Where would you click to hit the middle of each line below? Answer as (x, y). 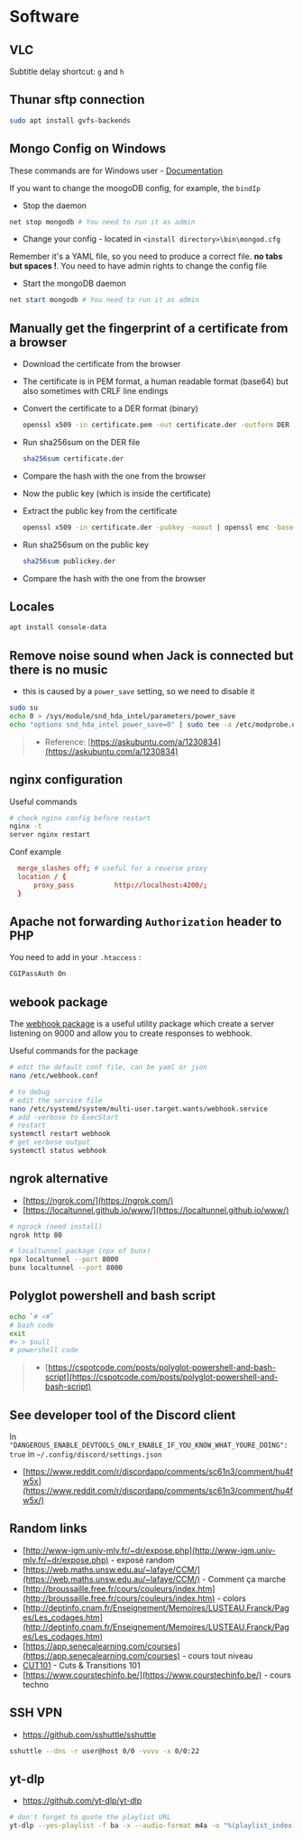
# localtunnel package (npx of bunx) (80, 1251)
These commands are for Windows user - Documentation (116, 170)
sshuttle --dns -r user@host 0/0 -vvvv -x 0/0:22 (105, 1751)
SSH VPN (36, 1713)
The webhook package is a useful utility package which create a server (142, 1024)
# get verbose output (50, 1142)
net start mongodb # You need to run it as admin (105, 300)
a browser (38, 342)
